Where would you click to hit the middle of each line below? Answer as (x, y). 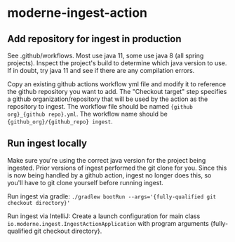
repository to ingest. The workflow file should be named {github (100, 106)
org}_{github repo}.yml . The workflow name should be (88, 114)
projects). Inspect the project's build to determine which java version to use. (117, 63)
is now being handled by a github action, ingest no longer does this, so (109, 175)
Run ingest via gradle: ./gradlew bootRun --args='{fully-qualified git (112, 196)
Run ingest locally (47, 143)
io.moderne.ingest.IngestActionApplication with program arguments (108, 223)
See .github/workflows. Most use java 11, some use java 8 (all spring (106, 55)
